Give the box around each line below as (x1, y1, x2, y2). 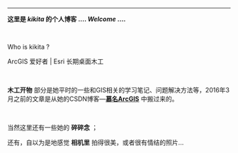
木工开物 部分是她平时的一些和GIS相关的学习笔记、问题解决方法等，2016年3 (7, 86, 230, 94)
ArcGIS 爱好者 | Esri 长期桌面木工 (7, 57, 104, 66)
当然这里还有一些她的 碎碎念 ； (7, 123, 98, 131)
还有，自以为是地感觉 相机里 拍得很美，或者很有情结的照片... (7, 138, 184, 147)
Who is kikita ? (7, 43, 50, 51)
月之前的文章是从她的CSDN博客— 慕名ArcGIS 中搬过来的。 (7, 94, 178, 103)
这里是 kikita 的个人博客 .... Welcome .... (7, 15, 126, 23)
